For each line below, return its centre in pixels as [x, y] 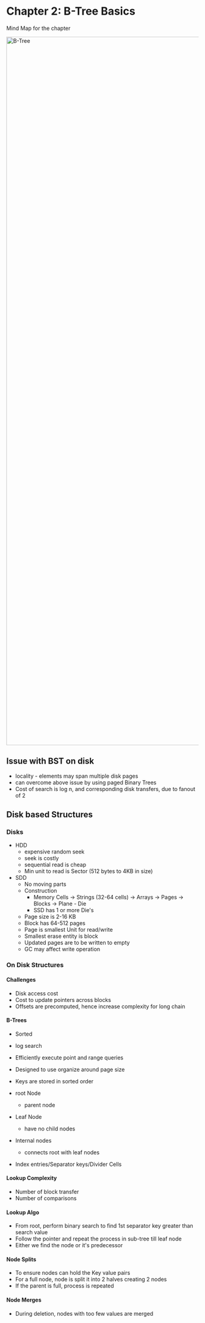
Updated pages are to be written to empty [77, 943]
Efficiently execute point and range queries [69, 1057]
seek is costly [41, 858]
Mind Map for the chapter [38, 28]
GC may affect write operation [62, 949]
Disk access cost [37, 993]
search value [31, 1233]
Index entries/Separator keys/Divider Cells [68, 1164]
